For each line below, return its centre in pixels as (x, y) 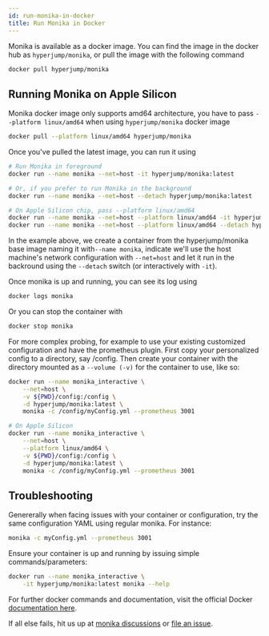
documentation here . (43, 608)
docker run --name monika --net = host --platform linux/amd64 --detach (128, 225)
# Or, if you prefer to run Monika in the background (100, 188)
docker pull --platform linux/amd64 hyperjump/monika (100, 137)
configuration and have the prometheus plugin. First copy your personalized (134, 350)
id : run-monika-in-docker (51, 16)
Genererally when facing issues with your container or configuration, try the (133, 515)
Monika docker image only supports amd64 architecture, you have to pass (131, 114)
